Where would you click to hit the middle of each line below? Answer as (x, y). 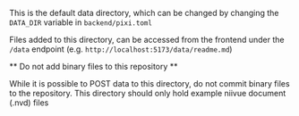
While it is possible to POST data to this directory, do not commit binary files (149, 83)
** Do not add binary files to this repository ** (94, 66)
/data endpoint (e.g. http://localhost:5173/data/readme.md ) (121, 49)
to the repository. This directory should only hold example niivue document (148, 93)
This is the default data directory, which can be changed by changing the (144, 13)
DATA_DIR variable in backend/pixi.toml (81, 22)
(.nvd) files (29, 103)
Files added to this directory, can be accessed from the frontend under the (147, 40)
